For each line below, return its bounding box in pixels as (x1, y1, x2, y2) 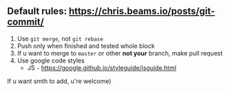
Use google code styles (17, 56, 85, 65)
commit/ (7, 16, 45, 28)
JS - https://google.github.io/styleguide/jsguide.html (27, 63, 177, 71)
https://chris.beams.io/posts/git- (68, 5, 216, 17)
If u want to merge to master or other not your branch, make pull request (17, 49, 223, 57)
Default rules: (7, 5, 67, 17)
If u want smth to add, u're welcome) (7, 77, 112, 85)
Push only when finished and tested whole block (17, 41, 155, 50)
